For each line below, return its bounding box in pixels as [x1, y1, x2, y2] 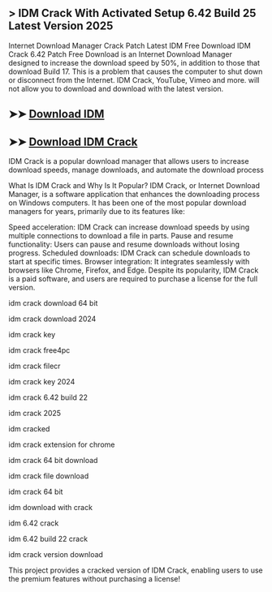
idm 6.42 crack [8, 518, 59, 528]
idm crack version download [8, 550, 104, 560]
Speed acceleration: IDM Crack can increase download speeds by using [8, 222, 250, 232]
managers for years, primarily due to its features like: [8, 207, 185, 217]
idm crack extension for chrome [8, 440, 115, 449]
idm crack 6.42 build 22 [8, 393, 88, 402]
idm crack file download [8, 471, 89, 481]
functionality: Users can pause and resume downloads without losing [8, 239, 240, 250]
